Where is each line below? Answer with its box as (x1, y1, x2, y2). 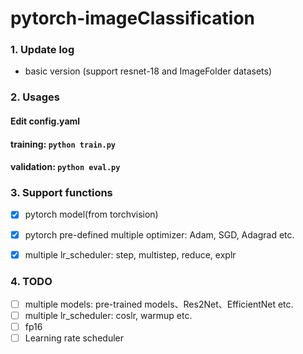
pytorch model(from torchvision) (24, 208, 159, 221)
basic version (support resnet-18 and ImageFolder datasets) (24, 65, 273, 77)
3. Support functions (10, 186, 113, 200)
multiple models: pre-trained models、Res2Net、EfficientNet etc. (24, 298, 294, 310)
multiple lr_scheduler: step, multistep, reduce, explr (24, 248, 237, 261)
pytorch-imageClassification (10, 7, 256, 30)
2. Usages (10, 90, 61, 104)
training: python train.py (10, 138, 117, 150)
